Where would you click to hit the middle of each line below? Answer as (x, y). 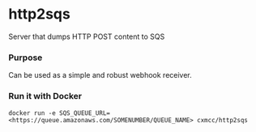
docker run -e (32, 113)
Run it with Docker (45, 96)
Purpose (26, 57)
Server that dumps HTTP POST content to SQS (87, 36)
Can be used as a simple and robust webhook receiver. (100, 75)
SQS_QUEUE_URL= (85, 113)
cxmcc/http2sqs (223, 120)
